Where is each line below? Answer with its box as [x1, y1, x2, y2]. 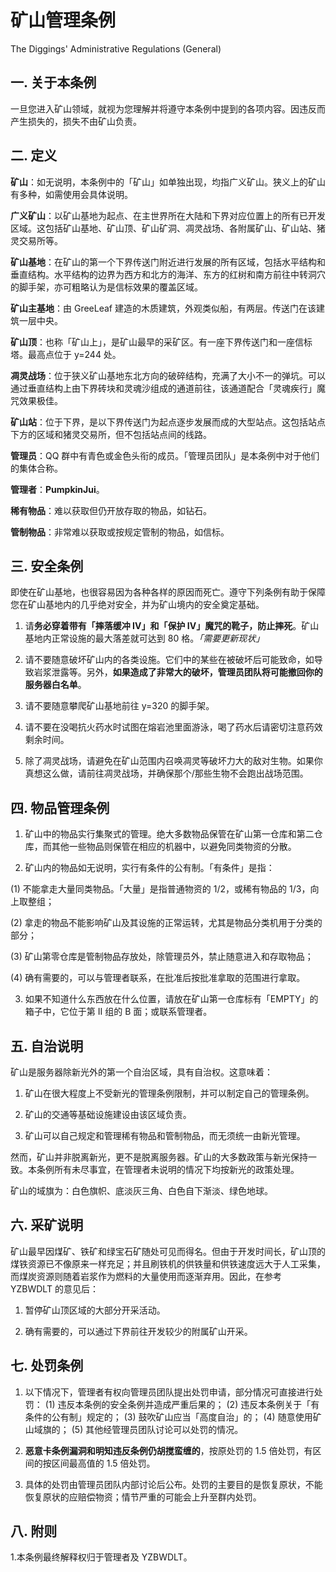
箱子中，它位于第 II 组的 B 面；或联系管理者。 [24, 1006, 213, 1018]
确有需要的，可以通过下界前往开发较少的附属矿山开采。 [24, 1325, 253, 1337]
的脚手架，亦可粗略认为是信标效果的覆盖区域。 [10, 281, 203, 293]
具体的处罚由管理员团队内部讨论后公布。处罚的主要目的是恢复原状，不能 [24, 1478, 323, 1490]
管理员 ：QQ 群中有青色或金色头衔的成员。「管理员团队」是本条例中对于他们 [10, 449, 320, 461]
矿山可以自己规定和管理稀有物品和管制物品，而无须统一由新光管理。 [24, 1130, 306, 1141]
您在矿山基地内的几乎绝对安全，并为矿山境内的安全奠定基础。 [10, 599, 265, 611]
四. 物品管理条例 [10, 799, 110, 816]
